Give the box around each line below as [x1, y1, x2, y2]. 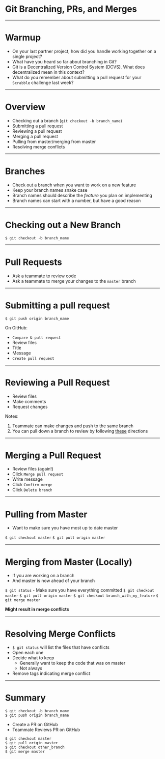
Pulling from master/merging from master [12, 139, 96, 145]
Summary [5, 692, 46, 703]
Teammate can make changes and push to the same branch [12, 423, 134, 429]
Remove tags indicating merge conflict [12, 671, 91, 676]
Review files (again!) [12, 466, 54, 472]
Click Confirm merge [12, 482, 53, 488]
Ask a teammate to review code [12, 273, 77, 279]
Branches [5, 166, 45, 176]
